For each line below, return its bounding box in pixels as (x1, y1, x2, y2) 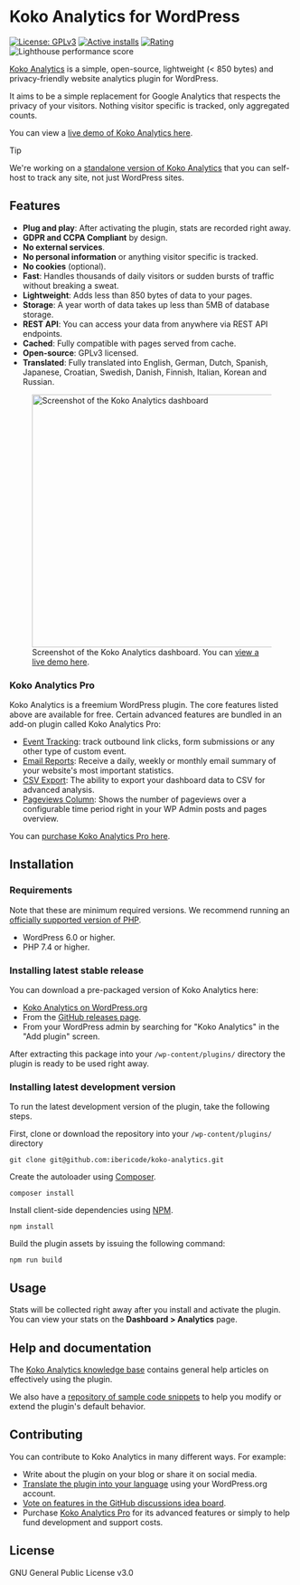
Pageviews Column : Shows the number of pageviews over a (22, 794, 247, 805)
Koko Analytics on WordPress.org (22, 1002, 148, 1013)
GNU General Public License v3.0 (9, 1567, 134, 1578)
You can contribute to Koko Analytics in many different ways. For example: (9, 1451, 286, 1462)
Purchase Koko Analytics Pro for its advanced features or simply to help (22, 1507, 291, 1518)
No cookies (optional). (22, 261, 107, 272)
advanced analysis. (22, 785, 95, 796)
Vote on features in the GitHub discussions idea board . (22, 1497, 227, 1508)
